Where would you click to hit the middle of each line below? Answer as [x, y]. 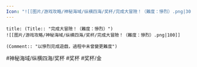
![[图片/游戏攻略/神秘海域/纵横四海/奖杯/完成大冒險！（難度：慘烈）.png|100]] [93, 35]
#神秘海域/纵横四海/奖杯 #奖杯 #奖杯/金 [54, 58]
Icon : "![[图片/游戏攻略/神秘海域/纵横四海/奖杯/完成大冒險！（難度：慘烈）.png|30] [100, 11]
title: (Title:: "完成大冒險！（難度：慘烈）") [60, 29]
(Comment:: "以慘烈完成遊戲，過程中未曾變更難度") [62, 46]
